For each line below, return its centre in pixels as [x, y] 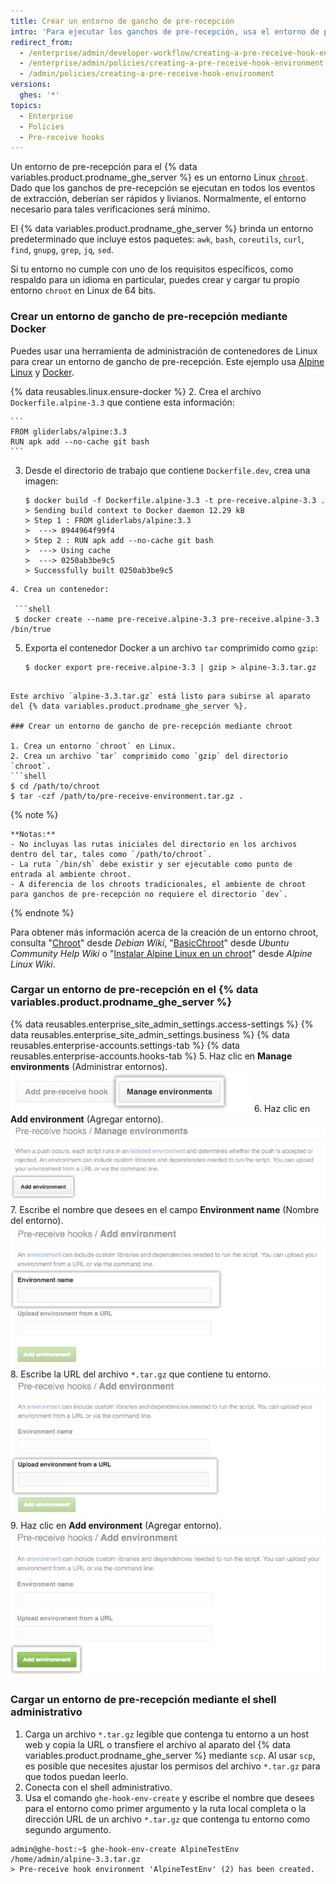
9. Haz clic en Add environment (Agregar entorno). [116, 1525]
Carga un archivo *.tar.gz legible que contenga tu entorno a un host [167, 1734]
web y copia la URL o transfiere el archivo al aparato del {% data [157, 1744]
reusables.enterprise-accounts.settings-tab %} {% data [125, 1045]
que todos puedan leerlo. [76, 1776]
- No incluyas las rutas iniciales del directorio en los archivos [154, 844]
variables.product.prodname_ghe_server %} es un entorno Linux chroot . [159, 177]
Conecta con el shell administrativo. [98, 1787]
